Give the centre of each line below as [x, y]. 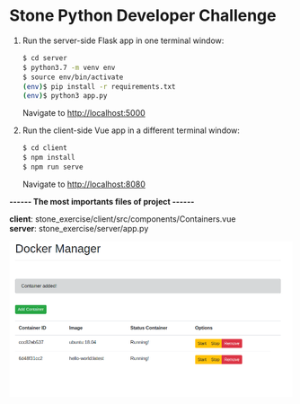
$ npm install [49, 158]
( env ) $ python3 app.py [65, 96]
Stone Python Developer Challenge [143, 16]
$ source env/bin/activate [73, 77]
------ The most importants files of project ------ [102, 201]
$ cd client [44, 148]
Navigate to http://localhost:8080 [84, 184]
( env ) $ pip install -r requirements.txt [99, 86]
